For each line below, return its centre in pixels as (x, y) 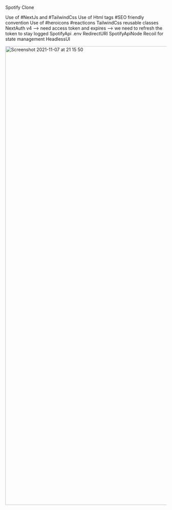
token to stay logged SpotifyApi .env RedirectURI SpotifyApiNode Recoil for (84, 34)
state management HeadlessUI (38, 39)
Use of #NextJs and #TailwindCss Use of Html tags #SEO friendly (75, 17)
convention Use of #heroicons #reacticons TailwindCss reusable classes (82, 23)
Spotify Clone (20, 7)
